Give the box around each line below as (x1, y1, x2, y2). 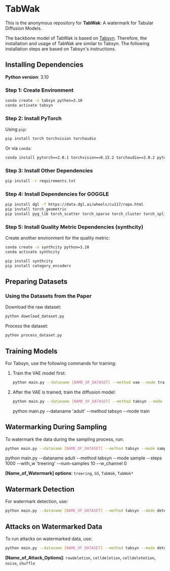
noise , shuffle (5, 560, 35, 566)
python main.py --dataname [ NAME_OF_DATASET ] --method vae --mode (12, 379, 156, 385)
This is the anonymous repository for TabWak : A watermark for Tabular (5, 20, 154, 26)
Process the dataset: (5, 323, 49, 329)
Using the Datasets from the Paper (5, 292, 92, 299)
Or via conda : (5, 145, 32, 151)
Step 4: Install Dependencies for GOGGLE (5, 191, 109, 198)
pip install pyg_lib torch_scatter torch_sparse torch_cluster (5, 211, 142, 217)
